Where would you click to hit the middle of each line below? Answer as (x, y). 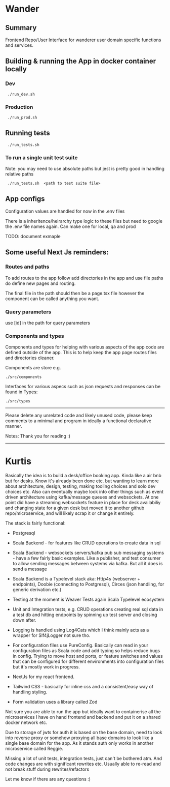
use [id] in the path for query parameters (48, 323)
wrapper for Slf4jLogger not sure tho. (51, 635)
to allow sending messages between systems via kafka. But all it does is (88, 564)
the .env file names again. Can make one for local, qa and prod (71, 226)
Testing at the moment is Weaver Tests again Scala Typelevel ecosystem (88, 600)
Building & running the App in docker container (80, 61)
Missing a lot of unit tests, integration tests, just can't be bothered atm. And (84, 759)
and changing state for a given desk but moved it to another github (75, 508)
